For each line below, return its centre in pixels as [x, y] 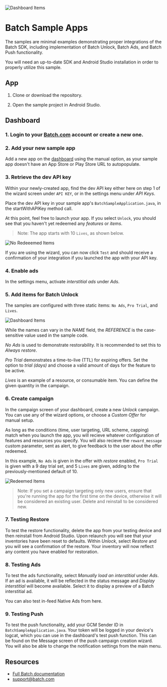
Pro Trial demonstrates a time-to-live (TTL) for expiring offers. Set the [77, 360]
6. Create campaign [29, 399]
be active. [15, 371]
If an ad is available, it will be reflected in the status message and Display [80, 581]
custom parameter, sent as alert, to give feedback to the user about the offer [83, 446]
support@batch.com [33, 679]
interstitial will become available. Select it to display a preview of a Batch [80, 586]
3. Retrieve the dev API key [38, 177]
